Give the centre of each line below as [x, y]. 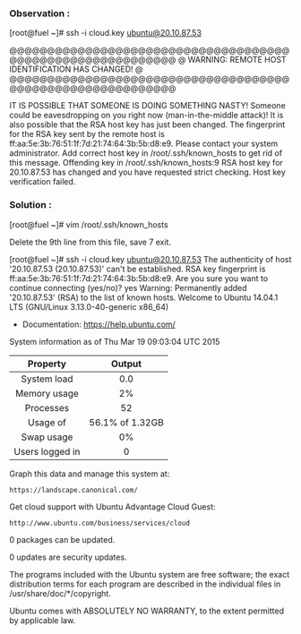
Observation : [39, 13]
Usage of [47, 422]
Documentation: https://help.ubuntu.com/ [99, 324]
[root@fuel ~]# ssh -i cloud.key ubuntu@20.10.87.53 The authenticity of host [150, 259]
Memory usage [47, 393]
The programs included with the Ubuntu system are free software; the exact [150, 574]
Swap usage [47, 437]
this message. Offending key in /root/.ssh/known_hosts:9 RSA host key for [146, 163]
